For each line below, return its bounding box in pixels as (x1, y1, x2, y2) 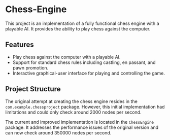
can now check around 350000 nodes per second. (5, 129, 112, 135)
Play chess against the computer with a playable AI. (12, 54, 121, 60)
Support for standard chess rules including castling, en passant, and (12, 59, 156, 65)
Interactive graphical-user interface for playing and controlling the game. (12, 70, 165, 76)
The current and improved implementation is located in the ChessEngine (5, 119, 154, 125)
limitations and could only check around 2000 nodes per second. (5, 109, 142, 115)
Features (5, 41, 34, 49)
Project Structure (5, 85, 61, 93)
